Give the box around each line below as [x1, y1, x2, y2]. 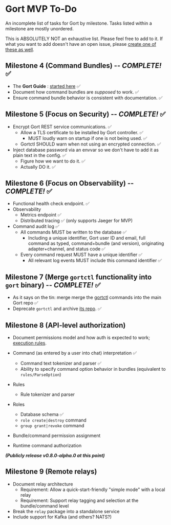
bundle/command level [20, 502, 69, 509]
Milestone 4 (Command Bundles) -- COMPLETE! [5, 61, 162, 70]
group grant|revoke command [20, 423, 84, 428]
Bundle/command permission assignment [12, 432, 101, 439]
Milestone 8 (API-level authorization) [5, 321, 126, 330]
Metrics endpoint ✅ [20, 212, 62, 218]
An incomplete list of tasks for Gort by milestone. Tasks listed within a [5, 20, 152, 26]
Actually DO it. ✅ [20, 164, 56, 170]
